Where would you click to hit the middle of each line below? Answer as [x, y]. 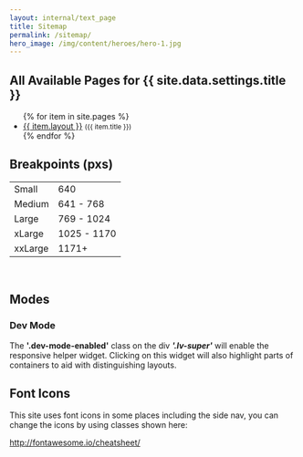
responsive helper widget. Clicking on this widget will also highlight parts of [151, 355]
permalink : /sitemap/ [51, 35]
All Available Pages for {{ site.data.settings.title [148, 80]
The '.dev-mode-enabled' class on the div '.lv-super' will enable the [139, 345]
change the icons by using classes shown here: [99, 425]
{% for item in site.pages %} [76, 117]
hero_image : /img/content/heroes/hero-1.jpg [95, 43]
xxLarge [31, 248]
